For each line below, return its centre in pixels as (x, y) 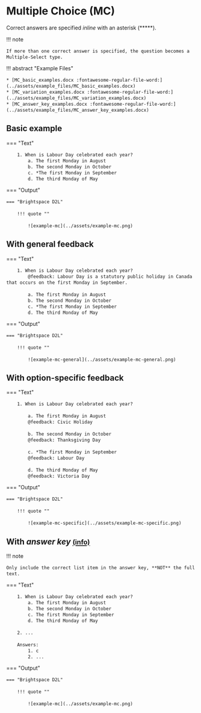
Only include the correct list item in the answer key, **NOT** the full (101, 568)
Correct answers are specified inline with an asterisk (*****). (81, 28)
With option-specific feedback (65, 378)
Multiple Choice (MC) (61, 11)
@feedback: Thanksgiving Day (64, 440)
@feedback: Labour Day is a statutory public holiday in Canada (110, 277)
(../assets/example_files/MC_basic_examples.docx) (71, 86)
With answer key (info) (48, 541)
